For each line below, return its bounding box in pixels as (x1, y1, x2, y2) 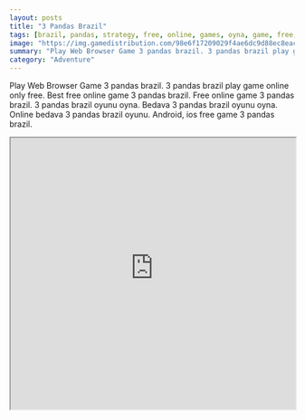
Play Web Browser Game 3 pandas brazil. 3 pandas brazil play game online (9, 81, 290, 91)
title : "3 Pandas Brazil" (9, 22, 107, 31)
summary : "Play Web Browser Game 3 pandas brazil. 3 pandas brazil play (9, 47, 290, 56)
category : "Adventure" (9, 55, 95, 64)
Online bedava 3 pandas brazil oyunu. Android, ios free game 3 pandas (9, 110, 275, 119)
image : (9, 38, 34, 48)
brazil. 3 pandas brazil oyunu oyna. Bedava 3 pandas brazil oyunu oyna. (9, 100, 278, 110)
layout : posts (9, 13, 63, 23)
